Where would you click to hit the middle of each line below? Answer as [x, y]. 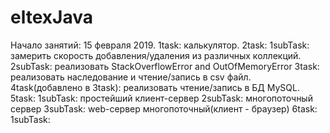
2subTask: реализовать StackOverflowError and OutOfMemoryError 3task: [165, 66]
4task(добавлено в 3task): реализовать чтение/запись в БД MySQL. [155, 87]
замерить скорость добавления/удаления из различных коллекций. [156, 55]
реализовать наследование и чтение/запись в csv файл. [131, 77]
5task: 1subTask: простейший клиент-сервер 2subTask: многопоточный [161, 98]
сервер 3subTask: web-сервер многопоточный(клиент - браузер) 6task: [164, 108]
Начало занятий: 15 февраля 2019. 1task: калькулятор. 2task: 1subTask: [160, 45]
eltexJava [51, 17]
